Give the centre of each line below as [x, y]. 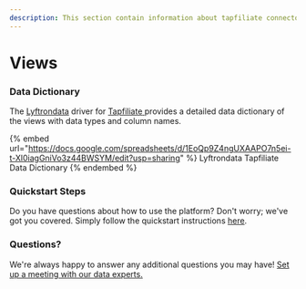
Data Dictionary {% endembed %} [73, 168]
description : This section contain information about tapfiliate [136, 18]
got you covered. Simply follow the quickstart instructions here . [128, 221]
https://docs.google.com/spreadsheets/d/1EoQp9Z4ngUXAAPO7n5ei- [159, 149]
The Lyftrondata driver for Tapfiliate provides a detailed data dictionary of [147, 111]
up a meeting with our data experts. [76, 274]
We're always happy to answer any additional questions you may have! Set [149, 264]
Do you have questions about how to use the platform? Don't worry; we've [149, 212]
